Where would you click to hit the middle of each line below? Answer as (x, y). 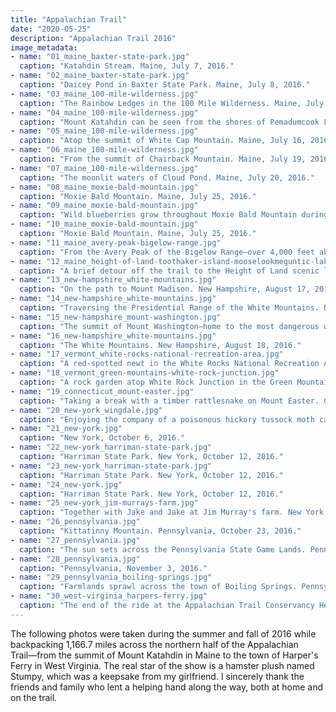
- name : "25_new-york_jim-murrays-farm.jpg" (104, 503)
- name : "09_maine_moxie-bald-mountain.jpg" (104, 206)
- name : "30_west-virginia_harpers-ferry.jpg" (109, 596)
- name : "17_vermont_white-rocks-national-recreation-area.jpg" (147, 354)
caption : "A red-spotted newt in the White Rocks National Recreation (169, 364)
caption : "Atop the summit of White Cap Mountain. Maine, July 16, (163, 141)
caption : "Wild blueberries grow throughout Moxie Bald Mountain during (174, 215)
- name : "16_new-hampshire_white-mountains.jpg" (113, 336)
